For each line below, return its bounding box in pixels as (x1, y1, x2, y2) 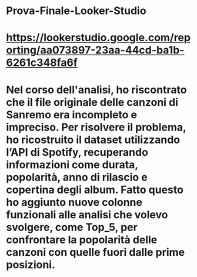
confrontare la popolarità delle (6, 233, 158, 246)
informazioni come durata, (6, 158, 138, 171)
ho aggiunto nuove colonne (6, 195, 143, 209)
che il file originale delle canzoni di (6, 95, 178, 109)
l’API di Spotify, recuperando (6, 145, 149, 159)
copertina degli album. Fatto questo (6, 183, 184, 196)
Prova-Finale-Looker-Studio (6, 4, 146, 18)
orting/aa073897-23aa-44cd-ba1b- (6, 44, 185, 57)
